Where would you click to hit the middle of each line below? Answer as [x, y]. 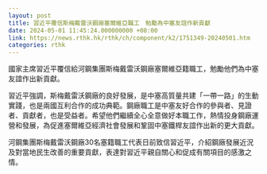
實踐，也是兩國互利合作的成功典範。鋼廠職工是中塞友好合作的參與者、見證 [130, 106]
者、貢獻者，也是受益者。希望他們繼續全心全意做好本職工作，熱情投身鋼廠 [130, 115]
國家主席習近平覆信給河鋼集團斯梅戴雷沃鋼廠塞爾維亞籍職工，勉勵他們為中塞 [133, 69]
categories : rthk [37, 45]
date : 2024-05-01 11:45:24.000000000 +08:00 [83, 30]
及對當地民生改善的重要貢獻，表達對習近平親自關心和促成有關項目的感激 [126, 153]
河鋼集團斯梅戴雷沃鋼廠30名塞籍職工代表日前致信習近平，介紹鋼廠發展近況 [131, 142]
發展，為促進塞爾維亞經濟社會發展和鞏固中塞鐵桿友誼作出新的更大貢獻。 [140, 126]
